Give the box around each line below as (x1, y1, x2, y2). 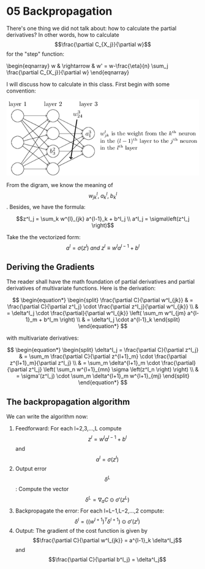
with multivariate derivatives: (6, 334, 79, 342)
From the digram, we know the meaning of (6, 181, 113, 189)
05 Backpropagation (6, 4, 113, 18)
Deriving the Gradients (6, 262, 95, 272)
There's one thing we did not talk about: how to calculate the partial (6, 25, 177, 32)
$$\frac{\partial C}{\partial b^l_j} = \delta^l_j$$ (48, 556, 166, 563)
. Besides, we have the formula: (6, 203, 86, 210)
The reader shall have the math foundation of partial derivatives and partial (6, 278, 195, 286)
